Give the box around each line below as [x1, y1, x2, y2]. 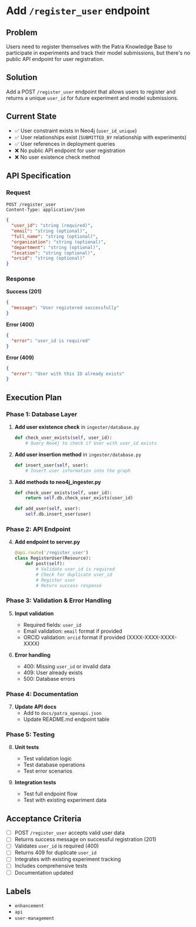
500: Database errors [23, 675, 75, 682]
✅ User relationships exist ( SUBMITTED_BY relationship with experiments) [14, 133, 187, 140]
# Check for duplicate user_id [36, 572, 113, 577]
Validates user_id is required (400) [14, 842, 99, 849]
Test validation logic [23, 755, 72, 762]
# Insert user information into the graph [25, 468, 131, 473]
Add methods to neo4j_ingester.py [14, 478, 102, 485]
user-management [14, 915, 55, 922]
